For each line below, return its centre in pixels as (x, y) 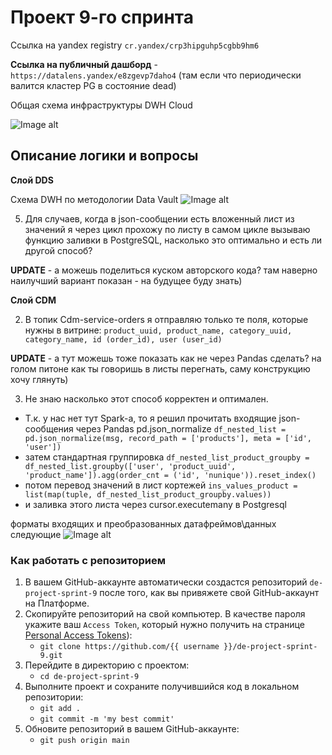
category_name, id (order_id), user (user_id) (123, 339)
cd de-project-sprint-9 (89, 677)
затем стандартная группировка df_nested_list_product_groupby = (167, 457)
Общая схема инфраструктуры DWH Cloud (101, 105)
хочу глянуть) (39, 379)
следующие (36, 534)
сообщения (49, 428)
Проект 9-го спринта (102, 17)
